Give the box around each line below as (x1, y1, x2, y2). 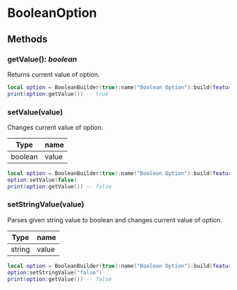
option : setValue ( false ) (7, 176, 78, 183)
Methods (7, 33, 48, 45)
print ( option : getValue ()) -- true (7, 90, 109, 97)
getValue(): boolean (7, 54, 78, 64)
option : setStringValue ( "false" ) (7, 269, 102, 276)
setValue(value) (7, 107, 63, 117)
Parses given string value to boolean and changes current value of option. (7, 215, 223, 224)
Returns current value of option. (7, 70, 100, 78)
